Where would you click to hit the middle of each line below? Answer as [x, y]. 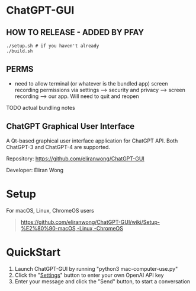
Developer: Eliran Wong [35, 170]
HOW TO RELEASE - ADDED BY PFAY [75, 32]
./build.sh [20, 51]
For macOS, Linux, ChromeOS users [50, 210]
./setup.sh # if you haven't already [53, 46]
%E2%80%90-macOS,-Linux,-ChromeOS [72, 228]
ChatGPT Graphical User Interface [70, 126]
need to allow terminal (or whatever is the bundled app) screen [91, 83]
